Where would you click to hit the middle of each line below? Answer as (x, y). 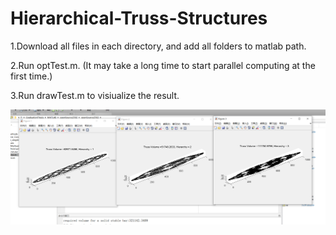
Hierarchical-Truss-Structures (139, 18)
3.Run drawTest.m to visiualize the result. (95, 95)
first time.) (31, 76)
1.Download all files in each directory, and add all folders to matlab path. (158, 46)
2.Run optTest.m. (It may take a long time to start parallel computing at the (163, 65)
